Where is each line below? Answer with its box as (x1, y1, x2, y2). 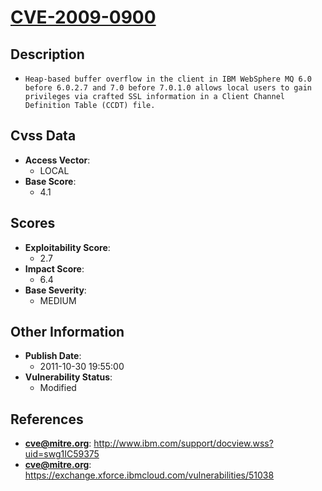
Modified (39, 382, 77, 394)
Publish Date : (24, 350, 82, 362)
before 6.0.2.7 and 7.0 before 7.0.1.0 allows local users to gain (24, 83, 312, 93)
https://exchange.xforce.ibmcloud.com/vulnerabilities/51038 (24, 469, 275, 481)
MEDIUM (39, 294, 77, 306)
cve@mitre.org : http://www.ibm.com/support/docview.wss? (24, 437, 274, 450)
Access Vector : (24, 154, 91, 166)
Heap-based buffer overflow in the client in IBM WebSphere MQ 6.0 (24, 74, 312, 84)
